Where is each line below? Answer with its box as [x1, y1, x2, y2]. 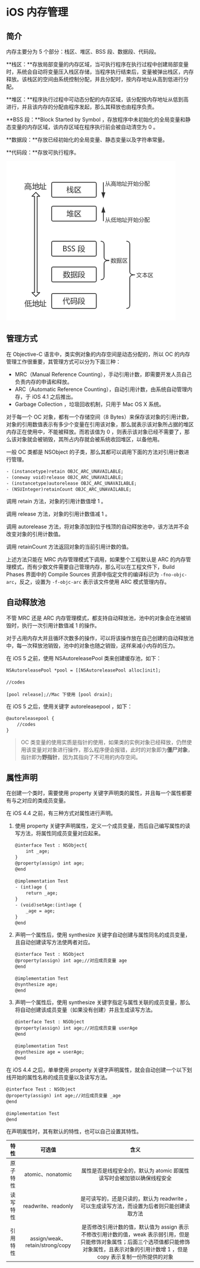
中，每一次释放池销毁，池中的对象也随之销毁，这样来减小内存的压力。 [6, 642, 179, 649]
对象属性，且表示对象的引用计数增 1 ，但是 [82, 1245, 189, 1252]
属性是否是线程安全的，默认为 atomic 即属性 [81, 1167, 189, 1174]
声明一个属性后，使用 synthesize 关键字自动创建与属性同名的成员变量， [14, 931, 190, 938]
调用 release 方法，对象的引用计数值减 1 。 [6, 510, 111, 517]
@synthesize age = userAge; [14, 1049, 85, 1055]
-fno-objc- [160, 571, 187, 578]
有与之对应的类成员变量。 [6, 797, 69, 804]
